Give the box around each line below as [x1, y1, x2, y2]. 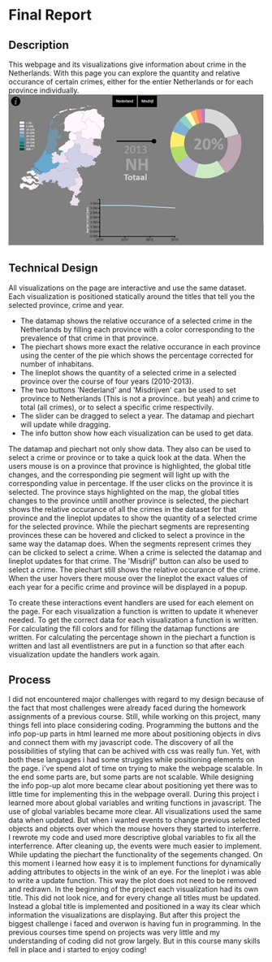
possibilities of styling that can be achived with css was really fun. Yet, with [8, 746, 261, 756]
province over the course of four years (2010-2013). [19, 376, 194, 386]
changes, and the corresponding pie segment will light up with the [8, 470, 230, 479]
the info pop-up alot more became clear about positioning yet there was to [8, 781, 258, 791]
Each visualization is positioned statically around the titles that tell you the [8, 291, 256, 301]
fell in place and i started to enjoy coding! [8, 945, 147, 955]
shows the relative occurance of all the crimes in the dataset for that [8, 504, 237, 513]
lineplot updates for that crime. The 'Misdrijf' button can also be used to [8, 556, 249, 565]
